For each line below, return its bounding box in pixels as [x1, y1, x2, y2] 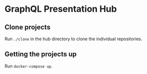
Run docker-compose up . [4, 63, 53, 69]
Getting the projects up [4, 50, 77, 58]
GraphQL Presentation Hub [4, 3, 117, 15]
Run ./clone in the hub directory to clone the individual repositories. [4, 36, 143, 42]
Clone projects [4, 23, 51, 31]
